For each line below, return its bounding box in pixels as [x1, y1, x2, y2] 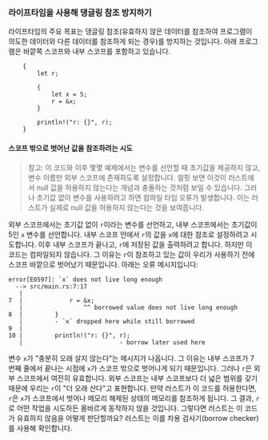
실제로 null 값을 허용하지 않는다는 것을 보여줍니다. [49, 202, 204, 212]
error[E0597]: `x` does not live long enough [8, 275, 162, 283]
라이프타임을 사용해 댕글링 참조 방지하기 [8, 6, 152, 18]
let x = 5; [50, 90, 88, 99]
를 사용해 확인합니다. [8, 423, 73, 433]
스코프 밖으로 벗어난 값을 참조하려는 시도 [8, 143, 134, 153]
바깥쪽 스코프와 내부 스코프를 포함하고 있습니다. [22, 46, 170, 57]
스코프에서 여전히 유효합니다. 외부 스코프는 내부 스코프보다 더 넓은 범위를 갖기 [16, 373, 258, 383]
